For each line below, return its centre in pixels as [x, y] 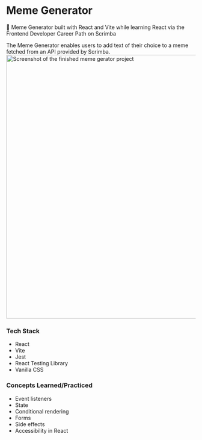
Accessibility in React [41, 430]
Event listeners [33, 398]
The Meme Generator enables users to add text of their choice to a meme [97, 45]
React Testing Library [41, 363]
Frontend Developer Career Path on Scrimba [61, 33]
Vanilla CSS [29, 370]
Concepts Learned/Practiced [50, 385]
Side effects [30, 424]
